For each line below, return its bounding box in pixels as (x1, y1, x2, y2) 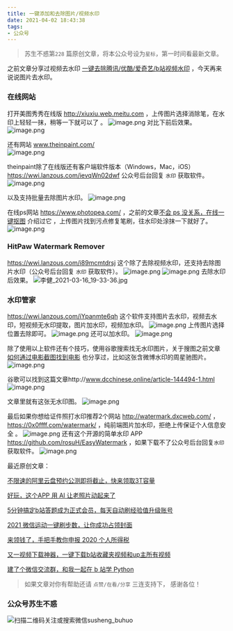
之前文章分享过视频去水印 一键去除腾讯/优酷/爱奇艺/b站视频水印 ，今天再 (7, 64, 216, 73)
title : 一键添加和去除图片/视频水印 (7, 10, 99, 17)
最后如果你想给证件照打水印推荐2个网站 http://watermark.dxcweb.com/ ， (7, 412, 219, 421)
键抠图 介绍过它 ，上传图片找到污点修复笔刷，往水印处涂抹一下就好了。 (7, 216, 212, 225)
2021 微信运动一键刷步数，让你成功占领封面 (7, 521, 133, 529)
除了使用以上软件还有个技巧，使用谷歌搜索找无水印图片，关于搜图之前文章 (7, 344, 220, 353)
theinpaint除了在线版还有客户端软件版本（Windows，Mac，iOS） (7, 162, 195, 170)
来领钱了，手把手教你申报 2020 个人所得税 (7, 536, 130, 544)
